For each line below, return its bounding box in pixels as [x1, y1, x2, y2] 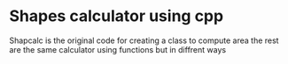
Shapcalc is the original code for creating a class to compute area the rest [9, 35, 279, 46]
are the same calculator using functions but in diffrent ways [9, 44, 227, 54]
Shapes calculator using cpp [9, 6, 224, 26]
